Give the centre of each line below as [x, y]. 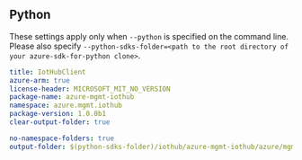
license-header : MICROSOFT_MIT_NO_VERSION [90, 89]
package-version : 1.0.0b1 [58, 114]
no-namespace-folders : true [62, 138]
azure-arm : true [40, 80]
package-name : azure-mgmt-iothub [72, 97]
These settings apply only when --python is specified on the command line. [149, 36]
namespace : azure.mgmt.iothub [66, 106]
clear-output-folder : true [60, 122]
